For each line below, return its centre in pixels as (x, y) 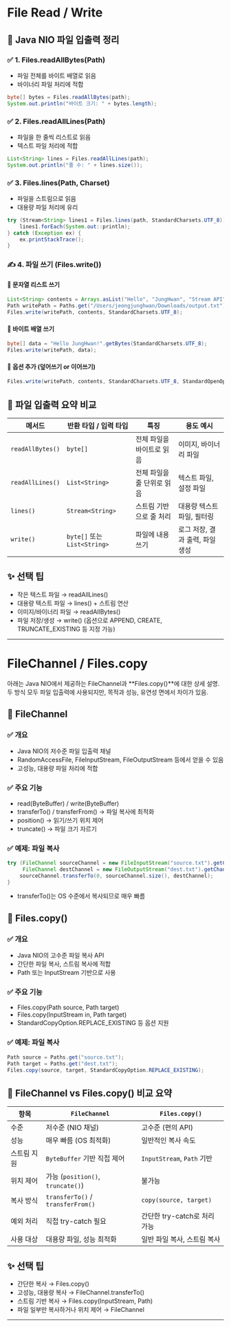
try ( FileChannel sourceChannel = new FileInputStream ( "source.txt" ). (110, 863)
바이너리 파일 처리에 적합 (50, 84)
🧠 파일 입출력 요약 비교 (52, 405)
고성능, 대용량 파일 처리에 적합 (57, 768)
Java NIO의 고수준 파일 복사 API (60, 956)
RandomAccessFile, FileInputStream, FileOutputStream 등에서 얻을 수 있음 (120, 760)
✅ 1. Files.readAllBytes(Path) (56, 60)
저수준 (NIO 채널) (73, 1128)
